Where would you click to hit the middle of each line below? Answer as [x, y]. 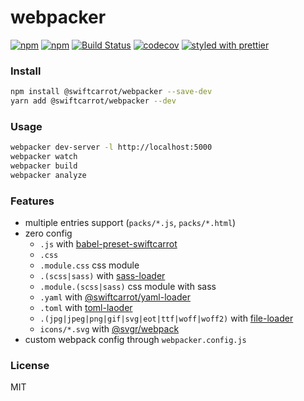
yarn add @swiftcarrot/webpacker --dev [93, 101]
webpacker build [44, 166]
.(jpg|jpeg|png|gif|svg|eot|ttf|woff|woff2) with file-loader [166, 318]
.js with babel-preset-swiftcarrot [108, 244]
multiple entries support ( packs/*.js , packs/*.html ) [130, 223]
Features [32, 201]
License [30, 365]
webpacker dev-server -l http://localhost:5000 [111, 147]
